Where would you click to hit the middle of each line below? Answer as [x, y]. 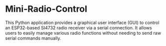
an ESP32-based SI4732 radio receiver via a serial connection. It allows [79, 27]
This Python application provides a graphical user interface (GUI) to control [82, 23]
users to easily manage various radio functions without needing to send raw [83, 33]
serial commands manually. [33, 38]
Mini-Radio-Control [46, 9]
